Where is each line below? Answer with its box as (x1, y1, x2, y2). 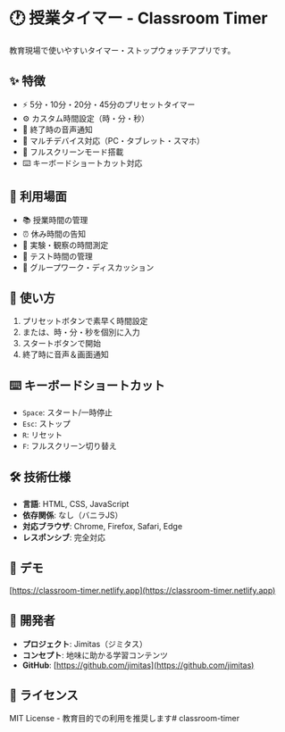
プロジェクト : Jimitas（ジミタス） (21, 638, 147, 649)
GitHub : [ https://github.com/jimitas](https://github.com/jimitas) (21, 660, 255, 670)
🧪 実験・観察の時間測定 (21, 239, 109, 250)
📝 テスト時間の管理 (21, 251, 93, 262)
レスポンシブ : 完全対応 (21, 532, 105, 543)
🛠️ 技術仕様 (9, 470, 71, 485)
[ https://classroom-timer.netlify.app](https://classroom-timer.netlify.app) (9, 585, 276, 595)
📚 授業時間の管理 (21, 214, 88, 225)
